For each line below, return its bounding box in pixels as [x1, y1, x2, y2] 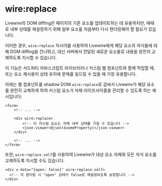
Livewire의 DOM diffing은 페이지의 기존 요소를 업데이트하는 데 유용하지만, [5, 20, 146, 26]
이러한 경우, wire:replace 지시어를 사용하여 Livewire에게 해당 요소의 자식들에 [5, 42, 153, 48]
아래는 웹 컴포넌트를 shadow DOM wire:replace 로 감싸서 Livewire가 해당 [5, 81, 146, 87]
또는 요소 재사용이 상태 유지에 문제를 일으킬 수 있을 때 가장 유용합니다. [5, 71, 137, 77]
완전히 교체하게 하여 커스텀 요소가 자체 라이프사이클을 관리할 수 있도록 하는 [10, 87, 151, 93]
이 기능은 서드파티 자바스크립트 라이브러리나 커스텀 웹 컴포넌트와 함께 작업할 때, [5, 65, 155, 71]
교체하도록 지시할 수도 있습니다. [5, 157, 65, 163]
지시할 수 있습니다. [21, 54, 57, 60]
